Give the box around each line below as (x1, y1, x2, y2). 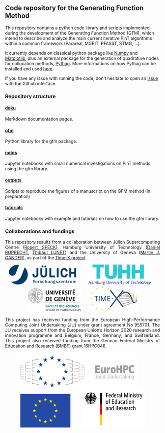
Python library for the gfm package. (5, 138, 78, 144)
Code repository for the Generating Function (5, 4, 144, 12)
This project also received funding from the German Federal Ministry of (5, 338, 160, 344)
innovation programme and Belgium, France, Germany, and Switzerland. (5, 332, 160, 338)
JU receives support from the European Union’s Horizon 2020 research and (5, 327, 160, 333)
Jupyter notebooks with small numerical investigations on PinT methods (5, 160, 151, 167)
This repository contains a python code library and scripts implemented (5, 25, 150, 31)
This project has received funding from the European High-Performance (5, 317, 160, 323)
